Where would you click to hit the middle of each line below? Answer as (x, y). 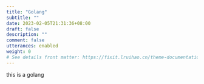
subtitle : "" (23, 18)
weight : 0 (19, 52)
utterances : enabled (32, 46)
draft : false (23, 29)
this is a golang (25, 74)
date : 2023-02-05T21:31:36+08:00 (49, 23)
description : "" (27, 35)
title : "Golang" (27, 12)
